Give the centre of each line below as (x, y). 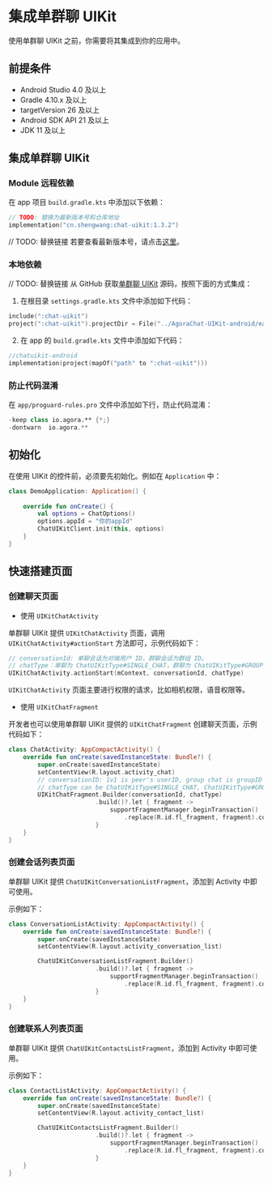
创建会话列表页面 (42, 862)
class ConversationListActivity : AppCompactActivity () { (106, 924)
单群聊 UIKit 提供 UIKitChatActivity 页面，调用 (87, 633)
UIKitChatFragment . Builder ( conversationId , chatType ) (130, 795)
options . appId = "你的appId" (85, 522)
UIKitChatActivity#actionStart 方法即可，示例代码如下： (104, 643)
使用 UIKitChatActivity (59, 616)
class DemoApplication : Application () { (78, 491)
